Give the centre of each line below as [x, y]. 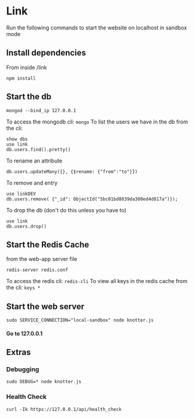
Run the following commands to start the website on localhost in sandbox [97, 28]
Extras [19, 352]
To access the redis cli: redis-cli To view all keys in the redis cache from [97, 281]
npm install [21, 78]
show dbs [17, 139]
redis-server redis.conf [37, 270]
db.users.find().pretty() [38, 149]
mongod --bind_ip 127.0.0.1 [41, 110]
